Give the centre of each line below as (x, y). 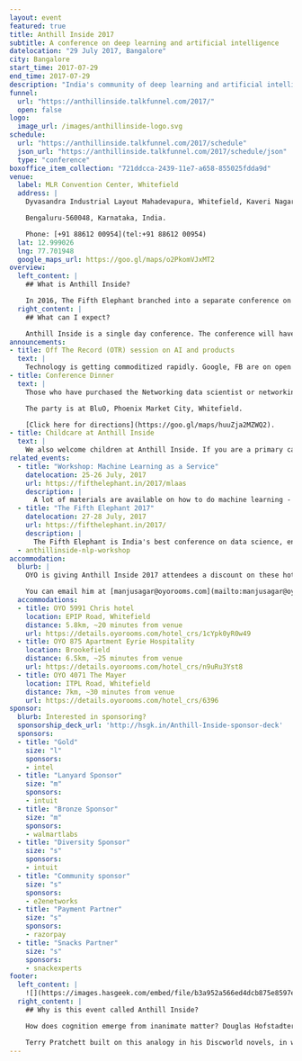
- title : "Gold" (48, 742)
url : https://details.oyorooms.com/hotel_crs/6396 (122, 700)
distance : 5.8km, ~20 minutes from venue (104, 625)
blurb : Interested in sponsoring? (82, 717)
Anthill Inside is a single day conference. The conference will (151, 334)
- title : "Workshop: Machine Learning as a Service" (118, 466)
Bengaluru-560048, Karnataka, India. (96, 218)
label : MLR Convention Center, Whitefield (98, 185)
